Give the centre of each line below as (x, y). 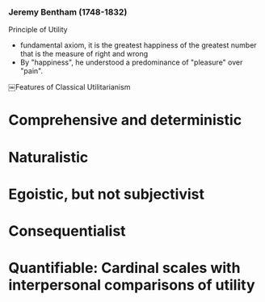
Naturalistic (48, 157)
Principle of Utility (38, 30)
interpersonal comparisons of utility (132, 285)
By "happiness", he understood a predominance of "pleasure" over (131, 62)
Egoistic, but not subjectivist (106, 194)
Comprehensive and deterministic (125, 120)
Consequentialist (67, 231)
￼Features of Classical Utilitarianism (69, 87)
